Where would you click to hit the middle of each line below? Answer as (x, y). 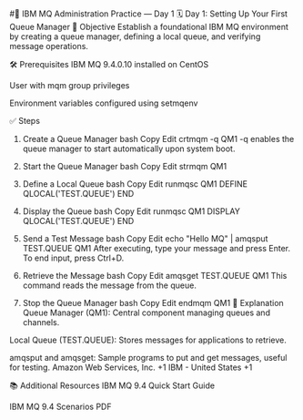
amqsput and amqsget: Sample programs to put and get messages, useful (148, 358)
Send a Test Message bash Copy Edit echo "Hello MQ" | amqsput (145, 239)
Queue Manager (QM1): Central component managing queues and (146, 312)
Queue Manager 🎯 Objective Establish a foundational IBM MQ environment (149, 27)
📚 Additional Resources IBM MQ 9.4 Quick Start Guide (112, 385)
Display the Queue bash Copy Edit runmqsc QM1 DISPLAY (131, 211)
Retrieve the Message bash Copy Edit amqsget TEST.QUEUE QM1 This (155, 276)
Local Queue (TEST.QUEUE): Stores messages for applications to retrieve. (148, 340)
